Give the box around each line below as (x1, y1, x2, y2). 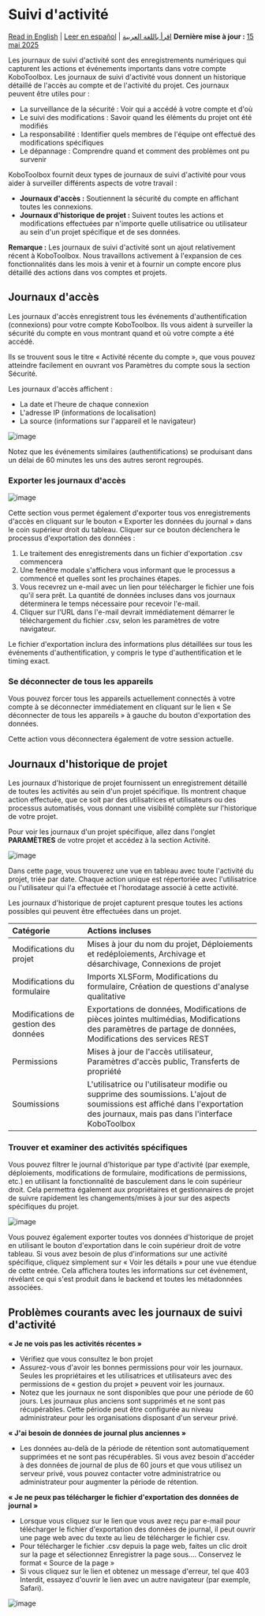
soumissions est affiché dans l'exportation (87, 1099, 244, 1110)
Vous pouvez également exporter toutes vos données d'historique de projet (8, 1232, 254, 1242)
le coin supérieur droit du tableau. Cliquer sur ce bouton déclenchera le (8, 525, 241, 535)
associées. (8, 1283, 43, 1292)
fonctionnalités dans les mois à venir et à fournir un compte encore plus (8, 259, 241, 269)
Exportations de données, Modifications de (87, 1004, 247, 1015)
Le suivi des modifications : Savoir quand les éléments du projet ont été (19, 112, 252, 122)
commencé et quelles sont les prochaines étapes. (19, 574, 181, 584)
